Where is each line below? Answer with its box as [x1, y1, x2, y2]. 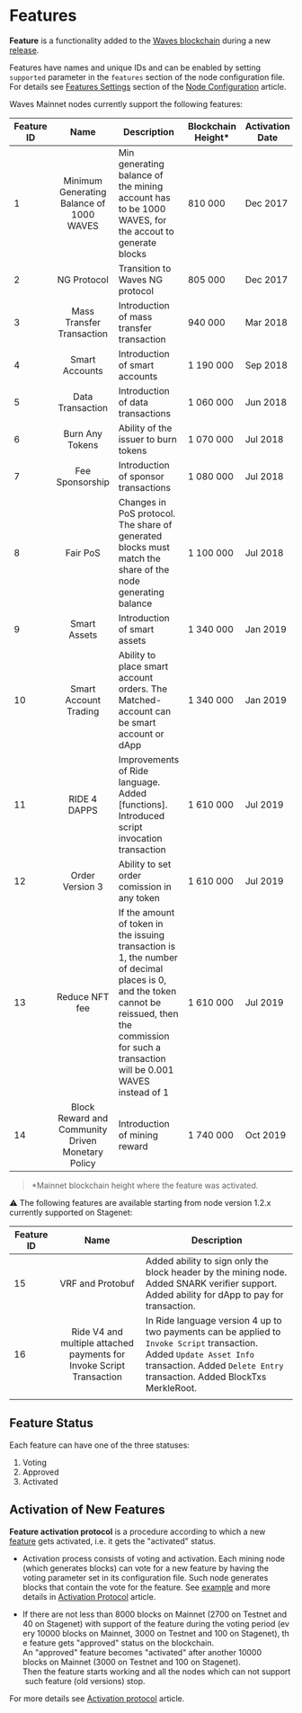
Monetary [62, 1146, 103, 1158]
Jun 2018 [244, 396, 288, 408]
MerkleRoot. [145, 1381, 198, 1394]
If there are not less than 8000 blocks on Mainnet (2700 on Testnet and [22, 1609, 288, 1619]
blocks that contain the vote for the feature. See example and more [22, 1582, 271, 1593]
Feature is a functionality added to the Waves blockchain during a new [9, 35, 271, 46]
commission [118, 1030, 170, 1042]
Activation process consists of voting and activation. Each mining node [22, 1553, 286, 1564]
